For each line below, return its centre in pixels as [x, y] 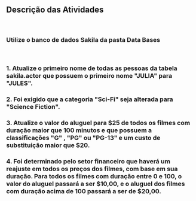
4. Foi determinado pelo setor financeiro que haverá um [88, 161]
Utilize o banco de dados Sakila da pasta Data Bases [83, 39]
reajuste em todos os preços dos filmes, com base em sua [92, 169]
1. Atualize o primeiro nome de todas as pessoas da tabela [92, 68]
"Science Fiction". [33, 106]
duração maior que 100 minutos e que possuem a [79, 130]
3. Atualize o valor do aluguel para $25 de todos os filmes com [98, 123]
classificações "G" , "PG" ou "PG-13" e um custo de [83, 138]
